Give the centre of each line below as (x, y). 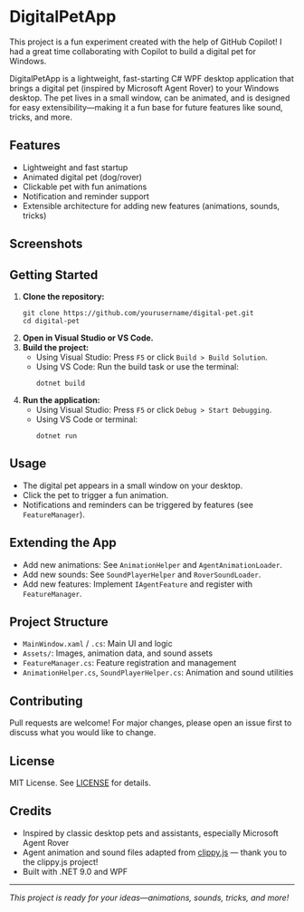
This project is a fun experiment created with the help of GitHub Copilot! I (146, 42)
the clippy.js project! (60, 861)
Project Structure (59, 622)
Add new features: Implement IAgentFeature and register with (138, 584)
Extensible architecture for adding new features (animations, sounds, (151, 206)
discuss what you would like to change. (83, 733)
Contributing (46, 701)
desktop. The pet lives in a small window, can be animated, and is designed (150, 98)
